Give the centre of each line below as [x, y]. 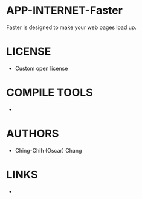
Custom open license [41, 68]
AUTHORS [33, 134]
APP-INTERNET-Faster [64, 11]
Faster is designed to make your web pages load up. [72, 27]
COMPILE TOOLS [50, 93]
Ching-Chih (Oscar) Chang [48, 150]
